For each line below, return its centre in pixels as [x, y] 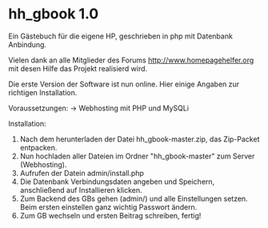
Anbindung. [27, 44]
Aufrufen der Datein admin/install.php [82, 173]
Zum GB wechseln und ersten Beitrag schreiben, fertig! [110, 215]
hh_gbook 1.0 [54, 14]
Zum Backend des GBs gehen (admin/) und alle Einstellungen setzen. [134, 198]
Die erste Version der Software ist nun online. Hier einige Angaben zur [124, 84]
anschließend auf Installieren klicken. [81, 190]
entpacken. [38, 147]
